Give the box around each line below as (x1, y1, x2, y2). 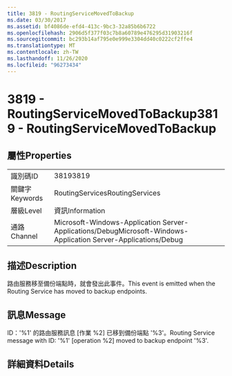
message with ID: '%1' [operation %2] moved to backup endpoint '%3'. (7, 337, 209, 345)
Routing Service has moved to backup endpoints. (7, 288, 147, 296)
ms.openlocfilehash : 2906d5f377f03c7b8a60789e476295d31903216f (7, 29, 193, 37)
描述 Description (7, 260, 77, 272)
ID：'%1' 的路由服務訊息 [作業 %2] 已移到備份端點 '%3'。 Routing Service (7, 329, 215, 337)
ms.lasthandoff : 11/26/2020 (7, 55, 88, 62)
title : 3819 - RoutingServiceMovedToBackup (7, 10, 135, 17)
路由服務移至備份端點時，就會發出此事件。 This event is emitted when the (7, 279, 215, 288)
